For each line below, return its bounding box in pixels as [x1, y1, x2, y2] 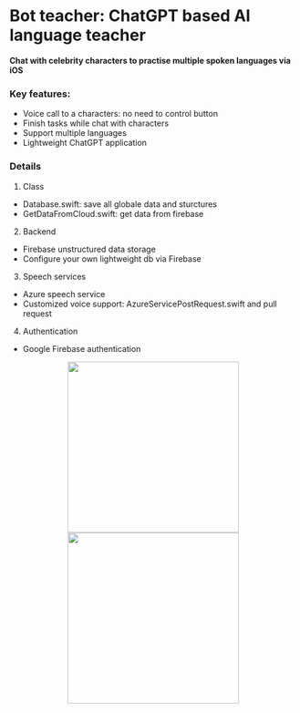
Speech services [22, 271, 87, 282]
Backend [22, 225, 57, 237]
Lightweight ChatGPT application [22, 138, 148, 149]
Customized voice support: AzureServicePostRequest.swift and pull [22, 298, 277, 309]
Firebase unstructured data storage [22, 243, 157, 254]
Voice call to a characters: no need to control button [22, 108, 219, 119]
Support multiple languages [22, 128, 128, 139]
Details [9, 160, 42, 173]
